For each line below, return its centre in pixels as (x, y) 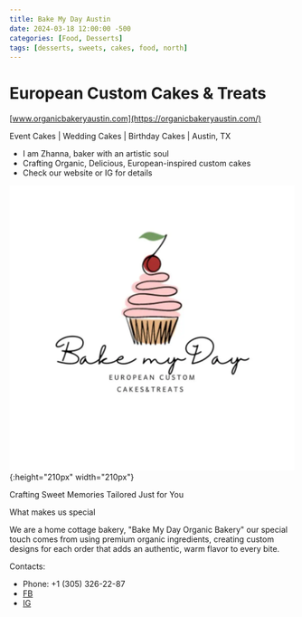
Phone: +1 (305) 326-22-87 (74, 584)
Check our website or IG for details (87, 173)
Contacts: (28, 566)
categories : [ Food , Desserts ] (66, 38)
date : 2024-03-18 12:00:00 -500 (70, 28)
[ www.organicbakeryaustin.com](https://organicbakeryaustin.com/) (136, 119)
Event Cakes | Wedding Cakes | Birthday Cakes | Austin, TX (120, 137)
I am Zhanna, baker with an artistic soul (95, 154)
